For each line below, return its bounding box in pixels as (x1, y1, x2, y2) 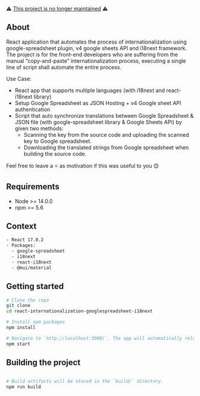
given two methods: (14, 125, 64, 132)
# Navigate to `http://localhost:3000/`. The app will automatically (6, 335, 183, 341)
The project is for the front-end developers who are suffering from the (6, 51, 179, 58)
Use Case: (6, 75, 32, 82)
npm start (6, 340, 31, 347)
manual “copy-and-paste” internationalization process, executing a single (6, 57, 186, 65)
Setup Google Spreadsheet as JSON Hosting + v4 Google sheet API (14, 99, 182, 106)
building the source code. (23, 150, 87, 157)
